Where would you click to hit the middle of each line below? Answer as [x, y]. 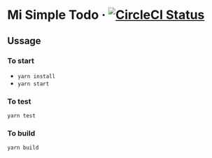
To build [21, 134]
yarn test [22, 116]
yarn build [23, 148]
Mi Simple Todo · [57, 15]
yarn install [36, 76]
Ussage [24, 41]
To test [19, 101]
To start [21, 61]
